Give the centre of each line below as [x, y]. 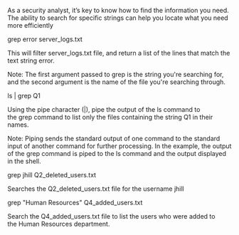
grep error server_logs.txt [45, 39]
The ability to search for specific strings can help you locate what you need [118, 18]
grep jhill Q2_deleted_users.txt [52, 175]
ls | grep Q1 [24, 96]
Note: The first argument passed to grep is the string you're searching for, [116, 74]
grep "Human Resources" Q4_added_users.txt [75, 203]
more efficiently [30, 25]
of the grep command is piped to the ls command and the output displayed [117, 153]
